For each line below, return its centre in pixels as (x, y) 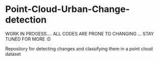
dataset (13, 54)
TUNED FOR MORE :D (28, 39)
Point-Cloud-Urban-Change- (68, 9)
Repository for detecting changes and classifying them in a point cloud (79, 48)
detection (26, 20)
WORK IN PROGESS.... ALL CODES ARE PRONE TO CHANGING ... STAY (80, 33)
